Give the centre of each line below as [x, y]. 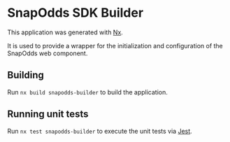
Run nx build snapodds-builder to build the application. [87, 92]
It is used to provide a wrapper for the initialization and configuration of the [115, 45]
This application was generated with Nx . [65, 32]
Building [26, 75]
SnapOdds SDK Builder [76, 13]
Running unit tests [48, 114]
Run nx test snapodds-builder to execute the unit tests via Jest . [100, 131]
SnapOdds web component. [48, 53]
